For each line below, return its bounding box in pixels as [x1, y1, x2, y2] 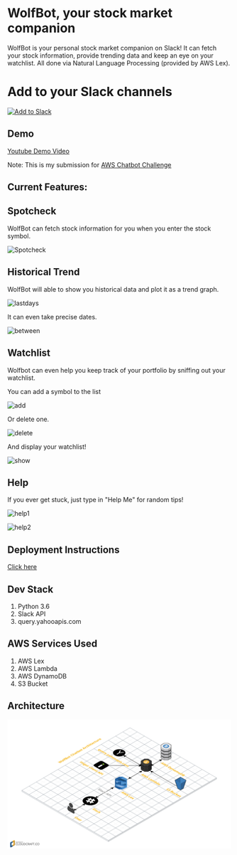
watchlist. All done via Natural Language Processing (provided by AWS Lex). [7, 58, 231, 67]
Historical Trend [7, 266, 80, 278]
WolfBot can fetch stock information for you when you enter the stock [7, 224, 211, 233]
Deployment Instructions [7, 543, 120, 556]
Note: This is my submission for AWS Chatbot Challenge [7, 160, 172, 169]
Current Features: [7, 181, 88, 193]
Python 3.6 [17, 602, 50, 610]
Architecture [7, 700, 65, 712]
